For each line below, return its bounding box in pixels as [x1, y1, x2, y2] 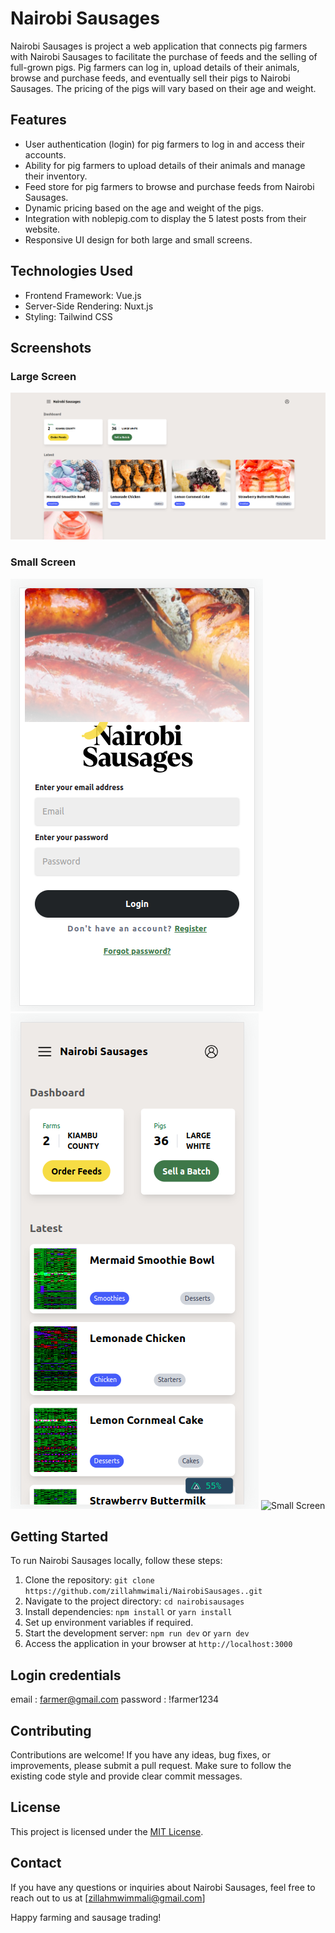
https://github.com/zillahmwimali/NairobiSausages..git [24, 1587, 263, 1597]
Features [10, 112, 67, 129]
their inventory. [24, 170, 88, 182]
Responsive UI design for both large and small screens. [24, 233, 253, 246]
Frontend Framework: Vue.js [24, 289, 142, 301]
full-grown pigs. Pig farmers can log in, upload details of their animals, [10, 61, 300, 73]
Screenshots [10, 339, 92, 356]
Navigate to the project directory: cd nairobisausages [24, 1595, 245, 1607]
